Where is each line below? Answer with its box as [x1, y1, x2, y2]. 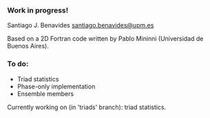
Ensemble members [17, 89, 74, 98]
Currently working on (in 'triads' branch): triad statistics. [7, 103, 167, 111]
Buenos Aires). [7, 42, 50, 50]
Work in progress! [7, 6, 69, 15]
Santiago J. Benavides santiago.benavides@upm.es [7, 21, 154, 30]
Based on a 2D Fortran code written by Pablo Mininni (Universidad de [7, 35, 204, 43]
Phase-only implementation [17, 82, 96, 90]
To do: [7, 59, 29, 69]
